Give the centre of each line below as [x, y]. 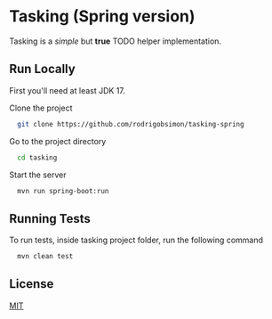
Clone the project [41, 108]
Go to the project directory [58, 141]
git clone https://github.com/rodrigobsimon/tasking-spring [131, 124]
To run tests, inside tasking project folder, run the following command [136, 240]
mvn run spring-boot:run [63, 191]
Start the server [38, 175]
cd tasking [37, 158]
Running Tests [50, 219]
